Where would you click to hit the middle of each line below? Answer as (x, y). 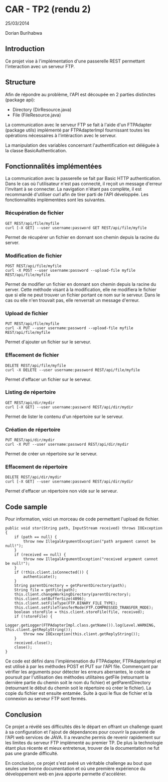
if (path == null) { (36, 537)
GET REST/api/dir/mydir (30, 403)
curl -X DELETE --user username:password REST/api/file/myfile (73, 370)
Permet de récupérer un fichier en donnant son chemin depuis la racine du (82, 237)
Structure (21, 82)
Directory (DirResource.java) (42, 109)
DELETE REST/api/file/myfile (36, 366)
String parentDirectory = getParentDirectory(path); (70, 586)
